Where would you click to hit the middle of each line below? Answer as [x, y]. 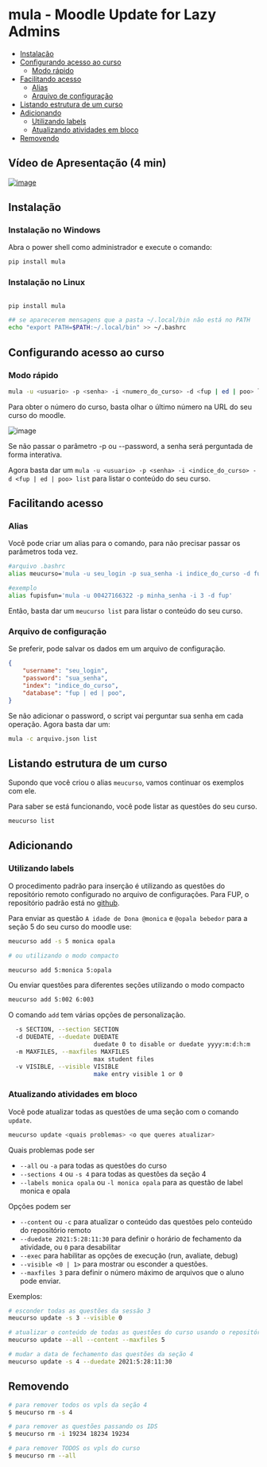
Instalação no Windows [54, 230]
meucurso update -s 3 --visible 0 [66, 1318]
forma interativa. [35, 455]
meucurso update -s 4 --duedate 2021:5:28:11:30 [90, 1362]
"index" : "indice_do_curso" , [71, 685]
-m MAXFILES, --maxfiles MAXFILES [72, 1051]
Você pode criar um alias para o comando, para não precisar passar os [124, 544]
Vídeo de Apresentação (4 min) [87, 164]
